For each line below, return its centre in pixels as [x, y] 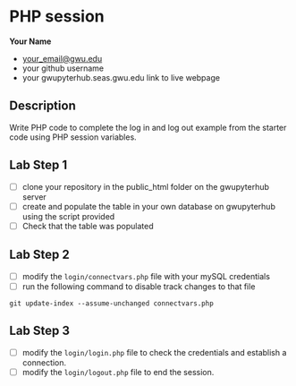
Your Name [30, 41]
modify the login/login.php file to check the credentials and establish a [154, 352]
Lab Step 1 [38, 165]
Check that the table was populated [88, 226]
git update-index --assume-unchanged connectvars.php [112, 303]
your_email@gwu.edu [62, 58]
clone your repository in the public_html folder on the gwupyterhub [146, 186]
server [34, 197]
